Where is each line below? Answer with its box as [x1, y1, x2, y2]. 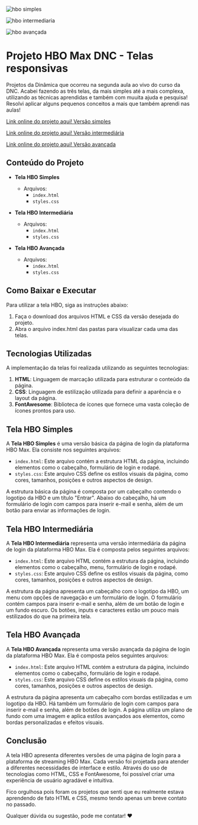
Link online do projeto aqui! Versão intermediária [6, 129, 124, 136]
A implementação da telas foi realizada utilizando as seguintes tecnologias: [6, 364, 189, 372]
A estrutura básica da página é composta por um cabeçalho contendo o [6, 488, 181, 495]
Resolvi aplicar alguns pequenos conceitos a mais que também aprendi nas [6, 100, 190, 107]
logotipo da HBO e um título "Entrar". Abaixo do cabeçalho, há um [6, 494, 167, 502]
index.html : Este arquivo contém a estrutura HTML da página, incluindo [14, 458, 189, 465]
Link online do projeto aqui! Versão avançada [6, 141, 116, 148]
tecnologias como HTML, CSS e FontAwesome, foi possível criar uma [6, 770, 175, 777]
